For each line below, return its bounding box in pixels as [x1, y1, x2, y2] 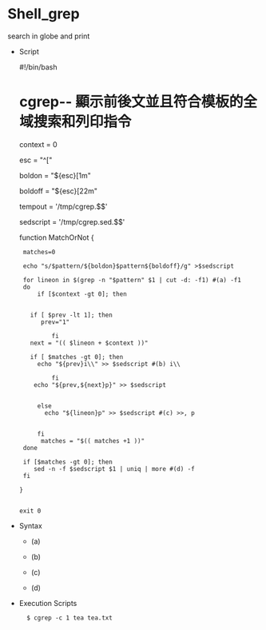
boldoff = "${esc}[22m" [18, 185, 97, 196]
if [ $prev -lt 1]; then [30, 311, 113, 319]
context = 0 [18, 139, 58, 149]
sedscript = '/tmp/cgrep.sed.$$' [18, 217, 125, 226]
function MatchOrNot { [18, 233, 94, 242]
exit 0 [18, 507, 42, 515]
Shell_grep [7, 5, 81, 23]
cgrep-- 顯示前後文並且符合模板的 [18, 93, 244, 111]
